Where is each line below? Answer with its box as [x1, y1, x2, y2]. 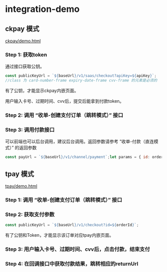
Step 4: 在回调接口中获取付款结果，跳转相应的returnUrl [5, 260, 138, 267]
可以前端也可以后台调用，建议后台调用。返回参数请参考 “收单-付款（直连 [5, 138, 154, 144]
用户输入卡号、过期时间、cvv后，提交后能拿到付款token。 [5, 98, 124, 104]
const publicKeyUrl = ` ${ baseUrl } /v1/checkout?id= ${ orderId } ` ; [5, 222, 139, 228]
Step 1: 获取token [5, 51, 47, 58]
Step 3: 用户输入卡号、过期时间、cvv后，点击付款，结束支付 [5, 246, 150, 253]
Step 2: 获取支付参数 [5, 211, 55, 218]
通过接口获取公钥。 [5, 64, 45, 69]
